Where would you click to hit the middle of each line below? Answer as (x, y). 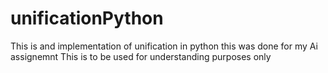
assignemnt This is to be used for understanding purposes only (141, 56)
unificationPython (87, 18)
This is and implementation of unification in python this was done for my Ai (164, 46)
